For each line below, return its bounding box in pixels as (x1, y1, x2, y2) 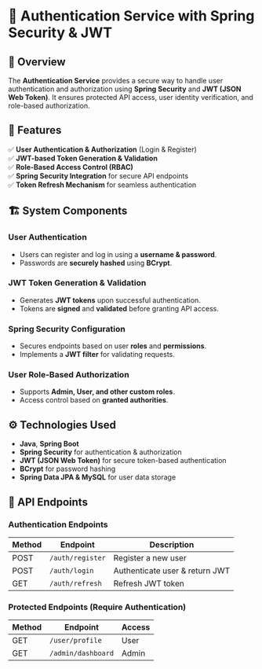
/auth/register (49, 553, 106, 562)
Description (149, 539, 195, 550)
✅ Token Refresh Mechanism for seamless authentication (8, 180, 197, 189)
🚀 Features (8, 123, 62, 137)
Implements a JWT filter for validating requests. (19, 350, 175, 359)
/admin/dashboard (49, 649, 115, 658)
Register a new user (113, 552, 187, 563)
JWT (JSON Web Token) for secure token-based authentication (19, 456, 227, 465)
